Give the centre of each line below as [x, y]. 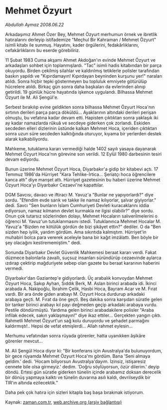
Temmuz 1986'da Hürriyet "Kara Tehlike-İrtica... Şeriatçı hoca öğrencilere [80, 174]
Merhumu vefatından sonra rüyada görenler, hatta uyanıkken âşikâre [75, 335]
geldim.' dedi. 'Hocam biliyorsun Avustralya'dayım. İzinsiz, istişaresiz [76, 361]
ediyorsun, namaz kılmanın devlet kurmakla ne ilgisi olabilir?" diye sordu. [80, 211]
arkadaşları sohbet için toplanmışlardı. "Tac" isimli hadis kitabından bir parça [83, 65]
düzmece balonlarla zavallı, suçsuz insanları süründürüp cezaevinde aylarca [83, 258]
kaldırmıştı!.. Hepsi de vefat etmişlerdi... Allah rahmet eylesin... [69, 326]
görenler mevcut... [24, 341]
